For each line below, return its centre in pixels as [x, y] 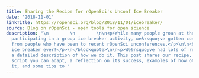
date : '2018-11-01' [30, 17]
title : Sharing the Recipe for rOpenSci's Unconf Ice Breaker [84, 11]
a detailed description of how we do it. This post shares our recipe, [102, 55]
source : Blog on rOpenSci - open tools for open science [78, 28]
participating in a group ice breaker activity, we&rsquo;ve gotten [98, 39]
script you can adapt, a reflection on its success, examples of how [99, 60]
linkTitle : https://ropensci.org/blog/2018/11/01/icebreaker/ [84, 22]
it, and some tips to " [41, 66]
